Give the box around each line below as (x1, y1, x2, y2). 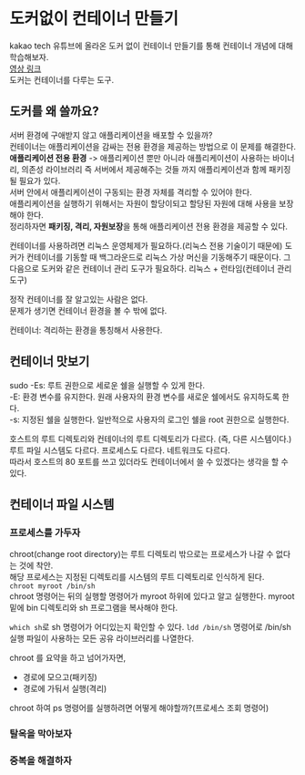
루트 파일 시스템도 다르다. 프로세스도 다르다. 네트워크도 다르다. (9, 444, 230, 456)
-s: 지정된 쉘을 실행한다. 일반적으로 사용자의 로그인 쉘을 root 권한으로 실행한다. (9, 414, 290, 425)
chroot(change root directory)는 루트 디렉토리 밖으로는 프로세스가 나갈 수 (9, 549, 274, 560)
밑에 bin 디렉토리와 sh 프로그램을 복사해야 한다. (9, 603, 178, 614)
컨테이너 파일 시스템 (9, 496, 115, 511)
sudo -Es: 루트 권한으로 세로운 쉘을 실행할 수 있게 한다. (9, 379, 206, 390)
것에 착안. (18, 560, 54, 571)
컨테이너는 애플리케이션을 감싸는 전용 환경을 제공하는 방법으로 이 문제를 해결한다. (9, 140, 297, 151)
